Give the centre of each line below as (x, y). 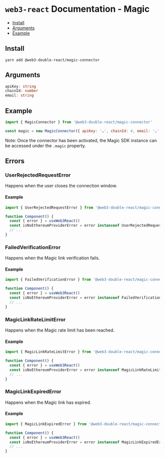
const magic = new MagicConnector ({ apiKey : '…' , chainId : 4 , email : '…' (82, 131)
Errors (15, 161)
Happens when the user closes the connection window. (61, 186)
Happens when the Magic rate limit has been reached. (60, 330)
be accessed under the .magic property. (45, 146)
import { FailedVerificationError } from (48, 280)
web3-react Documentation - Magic (77, 9)
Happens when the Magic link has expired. (48, 402)
